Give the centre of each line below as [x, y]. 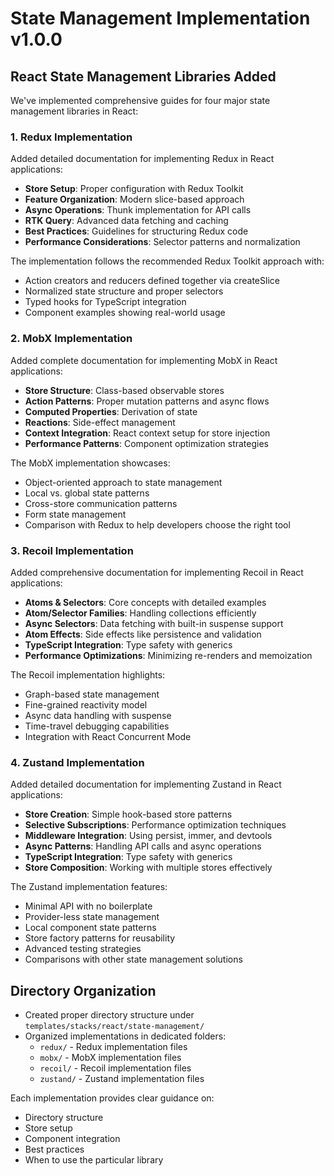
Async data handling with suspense [98, 715]
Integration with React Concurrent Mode [108, 736]
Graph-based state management [92, 694]
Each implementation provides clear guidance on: [112, 1098]
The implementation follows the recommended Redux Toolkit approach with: [167, 261]
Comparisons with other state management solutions [133, 959]
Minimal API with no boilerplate [88, 906]
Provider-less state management [92, 917]
